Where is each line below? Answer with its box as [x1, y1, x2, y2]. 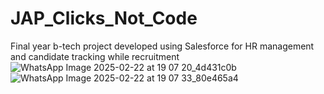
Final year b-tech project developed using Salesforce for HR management [10, 40, 315, 52]
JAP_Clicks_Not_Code [10, 7, 198, 30]
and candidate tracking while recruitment [10, 50, 180, 62]
